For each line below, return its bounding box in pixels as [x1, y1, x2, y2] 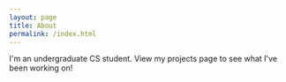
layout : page [9, 12, 57, 22]
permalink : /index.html [9, 29, 97, 38]
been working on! [9, 63, 73, 73]
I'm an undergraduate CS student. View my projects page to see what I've [9, 54, 278, 64]
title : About [9, 21, 57, 30]
